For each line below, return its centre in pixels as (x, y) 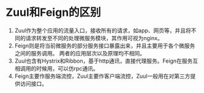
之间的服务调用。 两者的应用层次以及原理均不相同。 (80, 53)
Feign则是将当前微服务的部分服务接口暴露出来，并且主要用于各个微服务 (105, 46)
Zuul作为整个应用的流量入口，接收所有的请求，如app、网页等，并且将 (103, 30)
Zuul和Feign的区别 (54, 12)
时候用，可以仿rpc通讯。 (67, 68)
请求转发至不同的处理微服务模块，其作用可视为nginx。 (94, 38)
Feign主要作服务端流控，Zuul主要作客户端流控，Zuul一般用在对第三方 (102, 76)
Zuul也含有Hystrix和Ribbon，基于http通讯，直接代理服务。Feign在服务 (104, 61)
